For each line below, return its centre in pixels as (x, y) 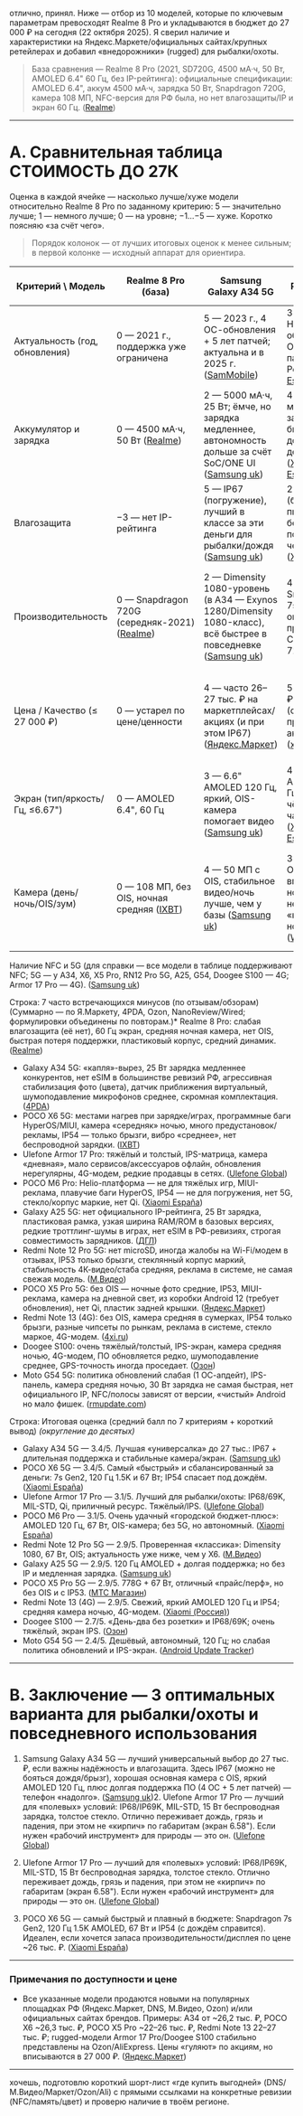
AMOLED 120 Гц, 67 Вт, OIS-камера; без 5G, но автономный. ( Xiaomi (153, 1525)
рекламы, (41, 1134)
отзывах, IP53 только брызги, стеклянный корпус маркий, (134, 1259)
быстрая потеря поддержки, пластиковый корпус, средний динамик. (143, 1040)
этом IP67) (227, 733)
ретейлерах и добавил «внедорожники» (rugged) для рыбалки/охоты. (144, 52)
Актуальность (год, (56, 341)
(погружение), (235, 500)
